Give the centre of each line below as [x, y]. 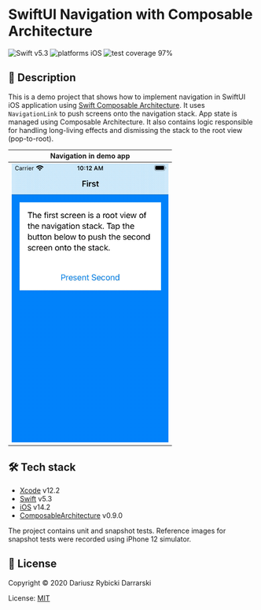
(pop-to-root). [31, 139]
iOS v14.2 [35, 507]
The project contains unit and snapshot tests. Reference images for [117, 531]
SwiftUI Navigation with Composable [130, 15]
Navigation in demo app [90, 156]
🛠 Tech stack [42, 467]
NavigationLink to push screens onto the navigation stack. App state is [123, 113]
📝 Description [42, 78]
